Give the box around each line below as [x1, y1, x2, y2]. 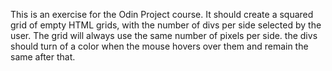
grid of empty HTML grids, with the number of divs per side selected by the [10, 19, 322, 31]
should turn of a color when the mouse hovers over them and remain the [10, 40, 309, 52]
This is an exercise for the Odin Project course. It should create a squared [10, 9, 314, 20]
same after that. [10, 51, 76, 63]
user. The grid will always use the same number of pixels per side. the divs [10, 30, 318, 41]
